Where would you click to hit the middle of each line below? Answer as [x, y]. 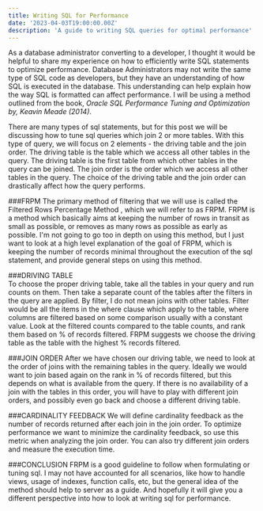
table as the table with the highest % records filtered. [95, 343]
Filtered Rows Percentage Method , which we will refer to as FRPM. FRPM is [131, 210]
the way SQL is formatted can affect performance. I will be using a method [130, 95]
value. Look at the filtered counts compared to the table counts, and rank [127, 326]
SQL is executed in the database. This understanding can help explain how [130, 86]
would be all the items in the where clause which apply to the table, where [129, 309]
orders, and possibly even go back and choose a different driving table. [124, 400]
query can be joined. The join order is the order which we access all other [128, 169]
